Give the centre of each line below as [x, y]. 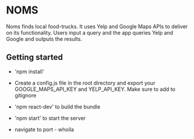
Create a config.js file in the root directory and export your [85, 83]
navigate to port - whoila [44, 129]
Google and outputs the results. [44, 39]
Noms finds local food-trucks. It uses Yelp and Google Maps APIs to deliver [97, 26]
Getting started [35, 57]
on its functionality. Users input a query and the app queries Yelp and [90, 32]
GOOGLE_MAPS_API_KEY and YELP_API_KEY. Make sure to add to [95, 89]
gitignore [25, 95]
